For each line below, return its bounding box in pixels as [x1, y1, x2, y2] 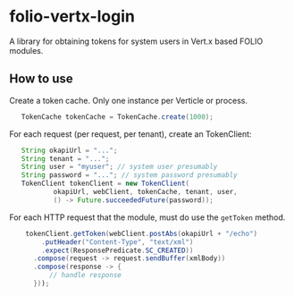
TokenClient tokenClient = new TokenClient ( [21, 179, 190, 189]
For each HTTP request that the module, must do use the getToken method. [9, 212, 286, 223]
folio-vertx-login [9, 6, 136, 27]
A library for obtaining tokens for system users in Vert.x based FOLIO [9, 36, 264, 47]
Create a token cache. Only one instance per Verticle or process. [9, 95, 248, 106]
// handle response [48, 271, 122, 280]
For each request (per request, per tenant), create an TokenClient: [9, 128, 252, 140]
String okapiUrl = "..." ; [21, 146, 118, 155]
